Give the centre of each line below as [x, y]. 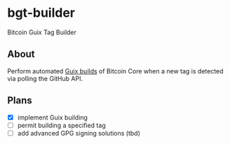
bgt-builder [41, 13]
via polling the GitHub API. [45, 78]
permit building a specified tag [62, 125]
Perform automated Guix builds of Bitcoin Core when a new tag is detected [115, 71]
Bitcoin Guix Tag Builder [42, 32]
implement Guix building [52, 117]
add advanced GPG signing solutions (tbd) [79, 133]
